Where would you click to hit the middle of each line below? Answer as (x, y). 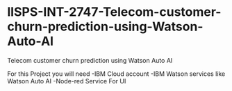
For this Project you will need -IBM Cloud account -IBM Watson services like (116, 74)
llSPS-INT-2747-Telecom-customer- (114, 12)
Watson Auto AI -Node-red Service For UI (67, 81)
